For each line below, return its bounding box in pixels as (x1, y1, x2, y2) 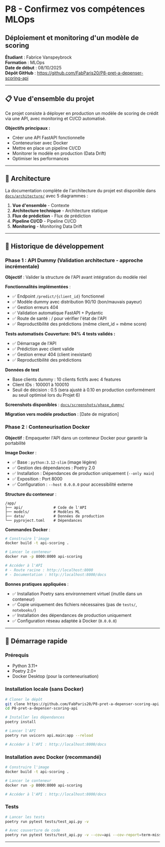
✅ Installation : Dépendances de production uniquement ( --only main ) (12, 470, 155, 476)
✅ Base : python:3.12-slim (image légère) (12, 459, 97, 465)
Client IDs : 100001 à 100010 (12, 382, 70, 388)
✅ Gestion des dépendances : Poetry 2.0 (12, 465, 95, 471)
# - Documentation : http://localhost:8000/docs (5, 572, 107, 577)
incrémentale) (5, 263, 39, 270)
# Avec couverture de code (5, 828, 60, 833)
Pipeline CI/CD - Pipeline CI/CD (12, 218, 77, 224)
